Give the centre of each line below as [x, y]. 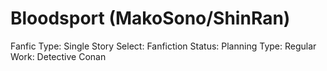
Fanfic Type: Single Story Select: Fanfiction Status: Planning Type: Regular [163, 46]
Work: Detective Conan [58, 56]
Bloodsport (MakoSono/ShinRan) [150, 18]
